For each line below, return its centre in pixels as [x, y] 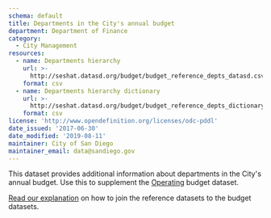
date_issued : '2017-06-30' [54, 128]
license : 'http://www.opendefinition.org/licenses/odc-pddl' [113, 121]
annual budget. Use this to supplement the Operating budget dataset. [124, 182]
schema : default [35, 16]
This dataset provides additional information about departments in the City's [135, 174]
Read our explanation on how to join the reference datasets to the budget [130, 198]
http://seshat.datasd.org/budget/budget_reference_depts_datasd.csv [147, 76]
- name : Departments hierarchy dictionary [88, 91]
